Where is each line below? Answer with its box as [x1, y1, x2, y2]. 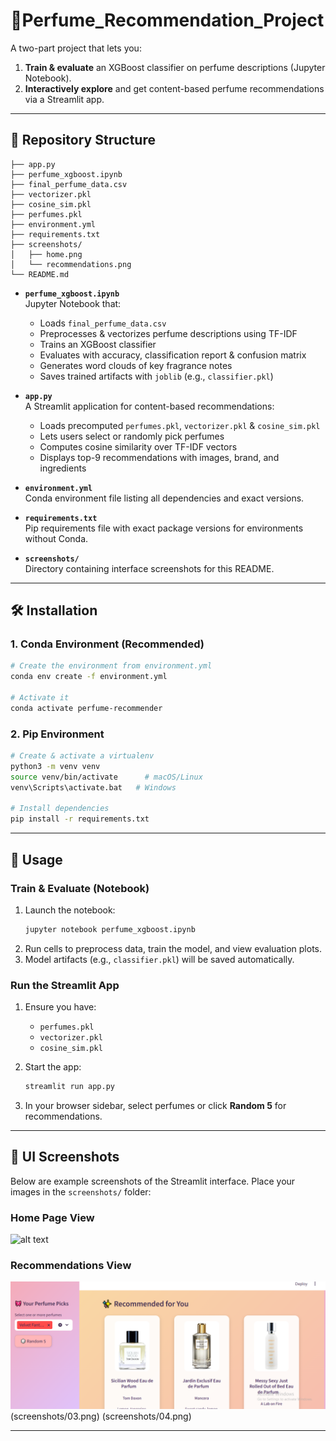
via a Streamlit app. [24, 93, 105, 105]
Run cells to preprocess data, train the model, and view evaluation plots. [24, 942, 323, 954]
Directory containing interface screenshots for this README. [24, 562, 275, 574]
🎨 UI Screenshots [10, 1149, 120, 1166]
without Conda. [24, 532, 89, 544]
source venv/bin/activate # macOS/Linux [10, 772, 203, 782]
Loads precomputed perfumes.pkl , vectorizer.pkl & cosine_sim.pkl [39, 419, 321, 431]
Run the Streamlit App [10, 978, 120, 992]
